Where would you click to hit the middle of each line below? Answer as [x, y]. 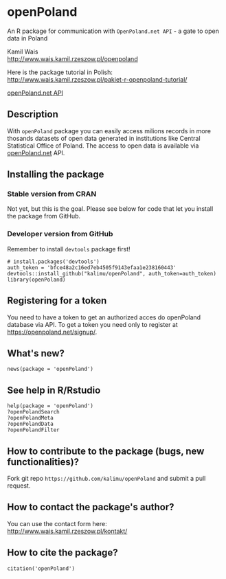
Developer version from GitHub [60, 234]
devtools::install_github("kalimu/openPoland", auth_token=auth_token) [112, 273]
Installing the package [56, 175]
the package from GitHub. [44, 216]
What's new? [36, 353]
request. [19, 486]
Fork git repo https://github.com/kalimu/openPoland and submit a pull [106, 478]
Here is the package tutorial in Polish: [60, 72]
